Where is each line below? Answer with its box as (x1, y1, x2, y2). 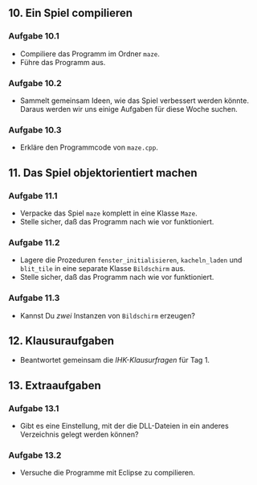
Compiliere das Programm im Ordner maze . (19, 48, 161, 59)
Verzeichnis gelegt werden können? (19, 430, 139, 439)
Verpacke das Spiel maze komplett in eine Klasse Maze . (19, 208, 198, 218)
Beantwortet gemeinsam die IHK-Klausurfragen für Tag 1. (19, 356, 210, 365)
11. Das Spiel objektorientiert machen (8, 166, 198, 179)
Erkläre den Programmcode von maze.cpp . (19, 142, 158, 152)
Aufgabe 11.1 (8, 190, 58, 201)
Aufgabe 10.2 (8, 77, 62, 88)
